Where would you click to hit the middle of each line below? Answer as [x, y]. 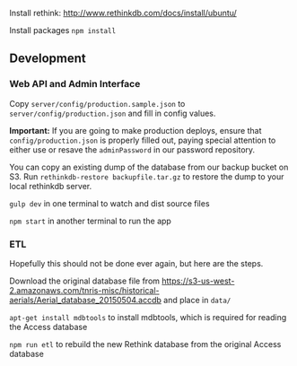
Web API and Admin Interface [75, 84]
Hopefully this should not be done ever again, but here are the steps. [136, 263]
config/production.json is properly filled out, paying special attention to [143, 140]
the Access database [48, 327]
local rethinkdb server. [51, 186]
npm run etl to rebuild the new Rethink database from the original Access [145, 344]
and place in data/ [197, 300]
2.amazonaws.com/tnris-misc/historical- [84, 290]
